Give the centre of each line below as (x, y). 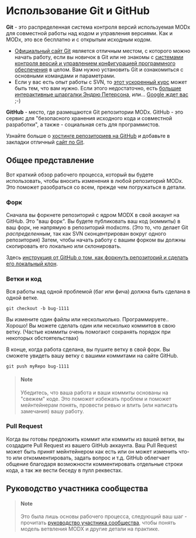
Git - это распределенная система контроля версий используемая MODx (98, 27)
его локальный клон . (32, 264)
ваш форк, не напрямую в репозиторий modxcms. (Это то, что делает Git (97, 227)
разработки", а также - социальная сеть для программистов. (83, 124)
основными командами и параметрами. (65, 76)
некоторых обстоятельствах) (42, 338)
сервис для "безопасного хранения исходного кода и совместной (89, 118)
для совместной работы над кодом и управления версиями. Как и (90, 33)
